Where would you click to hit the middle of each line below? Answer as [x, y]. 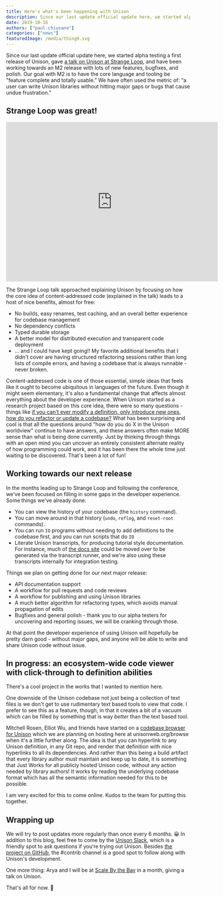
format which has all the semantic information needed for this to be [87, 778]
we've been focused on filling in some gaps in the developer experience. [93, 494]
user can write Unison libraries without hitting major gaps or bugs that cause [98, 86]
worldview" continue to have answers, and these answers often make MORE [98, 430]
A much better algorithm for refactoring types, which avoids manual [96, 603]
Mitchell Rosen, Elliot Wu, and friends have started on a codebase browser [96, 728]
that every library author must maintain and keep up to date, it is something [96, 759]
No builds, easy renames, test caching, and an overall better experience [101, 313]
